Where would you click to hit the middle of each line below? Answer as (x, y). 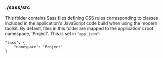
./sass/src (18, 7)
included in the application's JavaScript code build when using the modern (81, 23)
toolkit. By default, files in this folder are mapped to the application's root (79, 29)
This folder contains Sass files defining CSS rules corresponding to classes (81, 18)
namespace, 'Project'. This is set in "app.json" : (53, 34)
